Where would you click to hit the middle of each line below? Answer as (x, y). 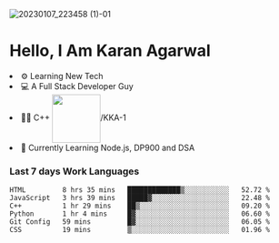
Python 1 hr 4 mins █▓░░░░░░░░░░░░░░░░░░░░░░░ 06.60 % (140, 214)
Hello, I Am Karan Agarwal (110, 51)
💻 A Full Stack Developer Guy (77, 86)
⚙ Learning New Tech (62, 76)
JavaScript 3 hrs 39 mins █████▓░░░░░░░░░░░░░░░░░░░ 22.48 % (140, 198)
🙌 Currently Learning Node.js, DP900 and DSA (108, 147)
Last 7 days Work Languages (75, 171)
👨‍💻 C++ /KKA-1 (74, 117)
